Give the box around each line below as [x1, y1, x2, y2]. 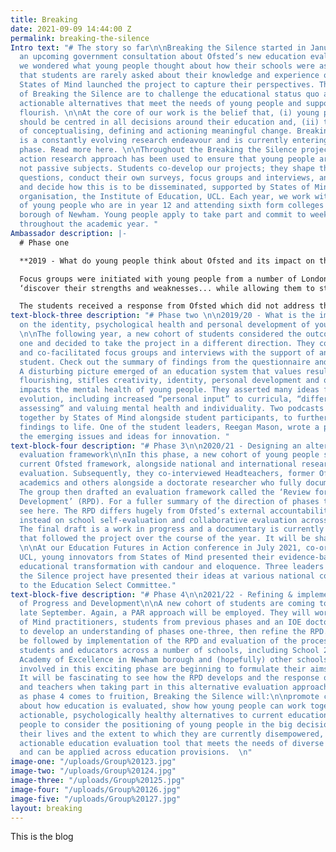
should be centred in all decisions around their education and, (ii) [19, 117, 320, 127]
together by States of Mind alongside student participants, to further [19, 412, 329, 423]
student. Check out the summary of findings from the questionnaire [19, 357, 311, 367]
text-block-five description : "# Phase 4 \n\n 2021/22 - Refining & [10, 589, 293, 600]
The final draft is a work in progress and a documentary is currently [19, 524, 325, 535]
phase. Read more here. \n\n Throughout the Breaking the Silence [19, 145, 298, 155]
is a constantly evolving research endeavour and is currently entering [19, 136, 329, 146]
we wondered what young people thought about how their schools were [19, 61, 315, 71]
